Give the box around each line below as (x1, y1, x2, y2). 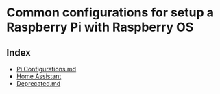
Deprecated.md (16, 80, 61, 87)
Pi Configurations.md (16, 65, 77, 73)
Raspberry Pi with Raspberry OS (6, 19, 194, 35)
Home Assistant (16, 72, 62, 80)
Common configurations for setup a (6, 5, 214, 21)
